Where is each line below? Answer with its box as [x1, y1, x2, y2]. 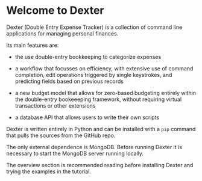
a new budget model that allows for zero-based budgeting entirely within [14, 89, 197, 96]
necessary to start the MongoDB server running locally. [6, 150, 144, 157]
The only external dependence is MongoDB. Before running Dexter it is [6, 143, 183, 150]
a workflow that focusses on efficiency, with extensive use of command [14, 64, 194, 72]
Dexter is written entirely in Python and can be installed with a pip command [6, 125, 196, 132]
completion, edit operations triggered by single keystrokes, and [14, 71, 172, 78]
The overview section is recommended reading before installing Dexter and [6, 161, 194, 168]
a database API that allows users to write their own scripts [14, 114, 160, 121]
